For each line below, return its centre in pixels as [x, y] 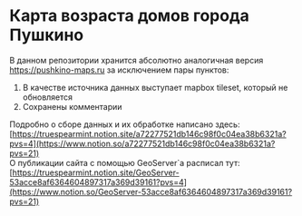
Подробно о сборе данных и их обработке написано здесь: [125, 124]
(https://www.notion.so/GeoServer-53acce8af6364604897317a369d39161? [151, 191]
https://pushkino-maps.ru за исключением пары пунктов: [119, 70]
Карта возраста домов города [129, 16]
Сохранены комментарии [72, 106]
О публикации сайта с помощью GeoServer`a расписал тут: [125, 162]
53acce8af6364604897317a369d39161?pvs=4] [98, 182]
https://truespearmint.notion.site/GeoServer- [96, 172]
